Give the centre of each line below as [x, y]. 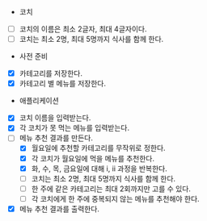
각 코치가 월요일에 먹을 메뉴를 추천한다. [93, 158]
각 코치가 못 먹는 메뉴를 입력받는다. [74, 128]
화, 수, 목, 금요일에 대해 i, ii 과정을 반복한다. [99, 169]
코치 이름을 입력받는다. [55, 118]
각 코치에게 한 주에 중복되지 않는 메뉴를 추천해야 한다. [115, 198]
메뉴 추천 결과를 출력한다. [59, 209]
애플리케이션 [39, 101]
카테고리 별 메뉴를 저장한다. [63, 84]
